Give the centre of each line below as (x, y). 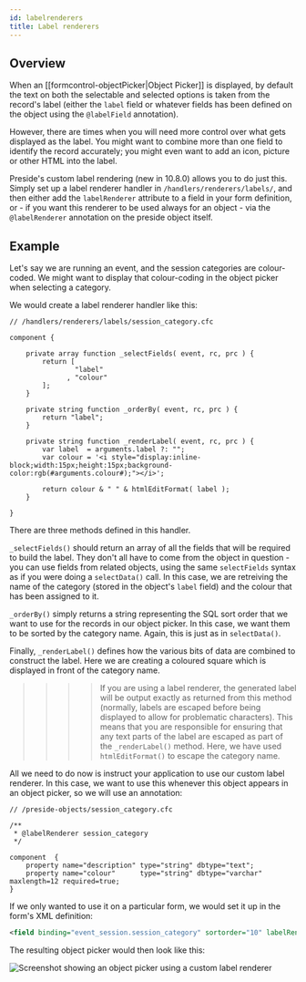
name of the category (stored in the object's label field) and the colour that (151, 587)
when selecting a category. (61, 287)
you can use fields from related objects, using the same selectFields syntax (153, 567)
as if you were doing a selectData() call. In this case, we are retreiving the (149, 577)
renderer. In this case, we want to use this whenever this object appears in (149, 783)
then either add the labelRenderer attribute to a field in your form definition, (151, 198)
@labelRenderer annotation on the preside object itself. (112, 217)
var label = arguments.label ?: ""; (113, 450)
